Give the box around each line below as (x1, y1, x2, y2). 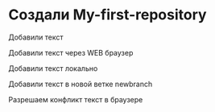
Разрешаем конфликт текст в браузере (8, 94, 143, 104)
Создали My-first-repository (8, 6, 207, 24)
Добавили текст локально (8, 63, 98, 73)
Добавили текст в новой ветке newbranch (8, 79, 153, 89)
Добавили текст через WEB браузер (8, 48, 134, 57)
